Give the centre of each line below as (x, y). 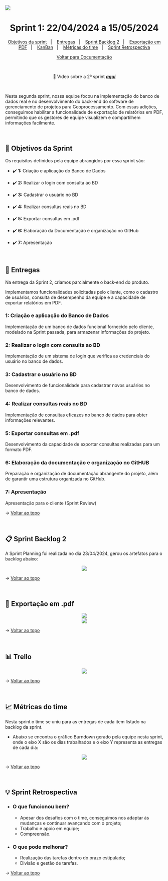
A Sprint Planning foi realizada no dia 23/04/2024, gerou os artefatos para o (84, 553)
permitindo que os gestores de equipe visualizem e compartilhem (73, 117)
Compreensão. (35, 834)
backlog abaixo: (22, 559)
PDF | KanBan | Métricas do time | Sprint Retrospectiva (84, 47)
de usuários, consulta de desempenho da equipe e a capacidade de (75, 297)
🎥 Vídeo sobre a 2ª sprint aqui (84, 76)
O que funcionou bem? (41, 807)
